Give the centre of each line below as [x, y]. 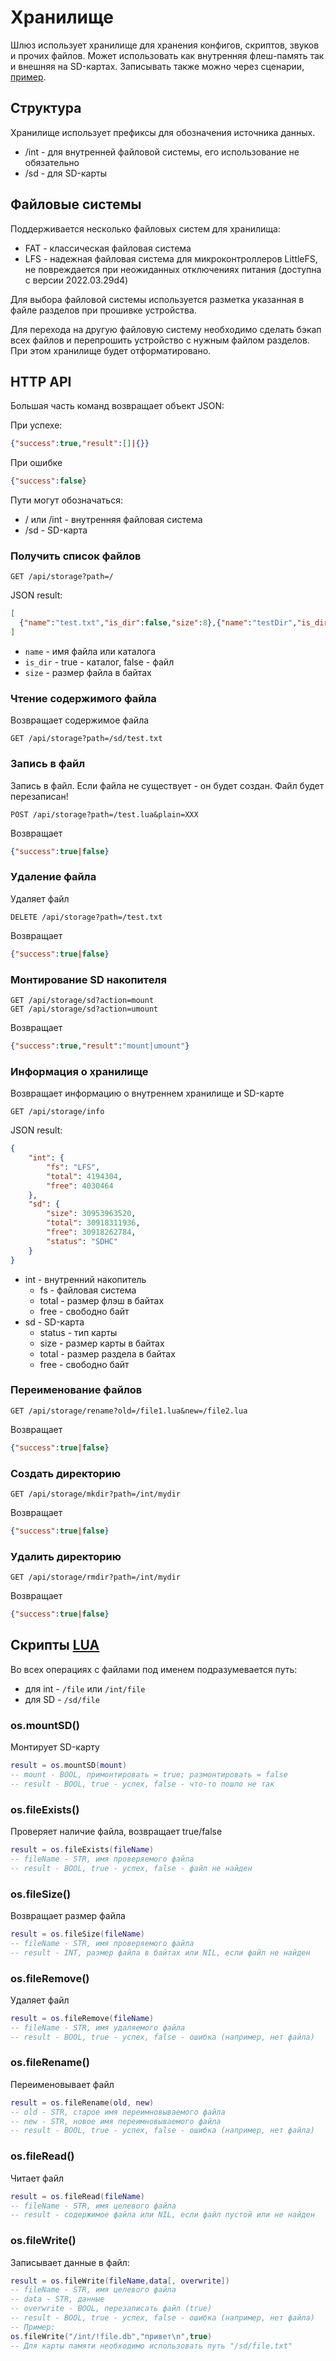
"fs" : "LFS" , [73, 1167]
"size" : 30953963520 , [91, 1214]
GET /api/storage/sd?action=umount [84, 1009]
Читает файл [37, 2178]
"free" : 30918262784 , [91, 1232]
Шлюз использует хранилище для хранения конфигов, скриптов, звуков [165, 45]
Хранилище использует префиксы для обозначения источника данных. [163, 132]
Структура [46, 108]
